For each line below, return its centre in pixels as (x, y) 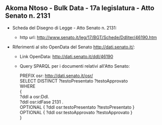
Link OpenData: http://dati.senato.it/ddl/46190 (66, 56)
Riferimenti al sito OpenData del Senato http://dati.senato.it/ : (73, 47)
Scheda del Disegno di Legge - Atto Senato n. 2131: (64, 28)
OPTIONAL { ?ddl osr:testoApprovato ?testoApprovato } (76, 112)
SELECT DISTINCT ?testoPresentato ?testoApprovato (74, 81)
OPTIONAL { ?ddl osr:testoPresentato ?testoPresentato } (77, 107)
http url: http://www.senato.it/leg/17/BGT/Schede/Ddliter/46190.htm (88, 37)
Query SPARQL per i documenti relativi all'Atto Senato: (75, 66)
